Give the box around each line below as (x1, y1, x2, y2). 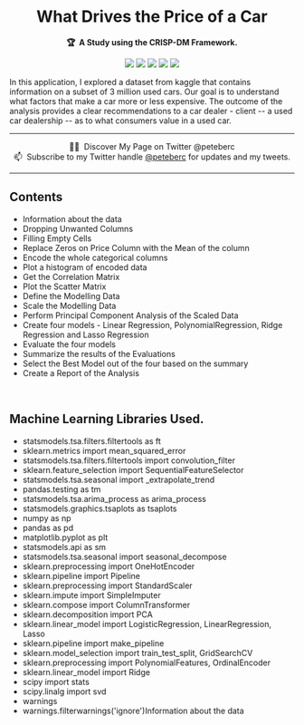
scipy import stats (22, 676, 90, 687)
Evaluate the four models (22, 338, 116, 350)
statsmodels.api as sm (22, 541, 107, 552)
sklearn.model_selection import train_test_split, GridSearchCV (22, 647, 253, 658)
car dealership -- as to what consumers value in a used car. (9, 115, 233, 126)
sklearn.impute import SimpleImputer (22, 589, 161, 600)
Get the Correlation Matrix (22, 271, 120, 282)
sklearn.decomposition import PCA (22, 609, 154, 620)
